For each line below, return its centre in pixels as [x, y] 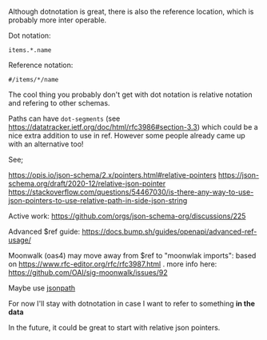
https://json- [239, 175]
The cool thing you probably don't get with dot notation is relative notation [130, 94]
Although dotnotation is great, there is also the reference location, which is [131, 12]
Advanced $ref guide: [44, 232]
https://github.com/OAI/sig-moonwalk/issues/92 [88, 272]
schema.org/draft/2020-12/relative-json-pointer [87, 184]
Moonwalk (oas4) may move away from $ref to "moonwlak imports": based [132, 256]
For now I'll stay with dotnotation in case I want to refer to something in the [132, 304]
